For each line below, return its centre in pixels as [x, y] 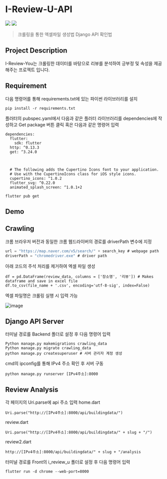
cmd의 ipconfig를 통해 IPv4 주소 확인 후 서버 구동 [54, 364]
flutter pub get [22, 196]
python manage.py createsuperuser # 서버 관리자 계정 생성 [64, 354]
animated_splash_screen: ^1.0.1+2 [46, 187]
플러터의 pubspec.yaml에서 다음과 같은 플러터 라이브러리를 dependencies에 [81, 118]
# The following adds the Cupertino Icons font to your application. [84, 170]
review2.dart [18, 442]
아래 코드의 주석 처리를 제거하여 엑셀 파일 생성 [50, 266]
